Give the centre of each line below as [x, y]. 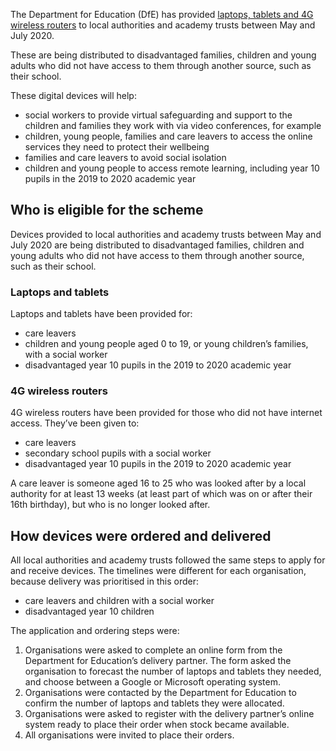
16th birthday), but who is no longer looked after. [110, 505]
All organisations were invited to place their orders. [129, 735]
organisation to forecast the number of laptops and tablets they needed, [173, 671]
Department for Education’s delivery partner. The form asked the [158, 661]
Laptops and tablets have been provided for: [101, 314]
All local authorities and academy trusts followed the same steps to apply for [168, 560]
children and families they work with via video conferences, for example [173, 125]
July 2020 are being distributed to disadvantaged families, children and [157, 245]
